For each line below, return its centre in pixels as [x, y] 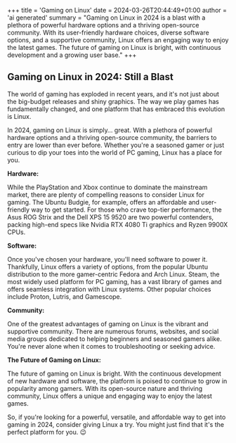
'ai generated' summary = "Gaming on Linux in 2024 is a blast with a [106, 18]
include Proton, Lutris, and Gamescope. [65, 296]
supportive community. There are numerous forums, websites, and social [113, 331]
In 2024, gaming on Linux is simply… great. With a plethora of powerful [110, 130]
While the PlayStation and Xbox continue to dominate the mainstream [107, 187]
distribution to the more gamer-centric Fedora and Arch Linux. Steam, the [113, 274]
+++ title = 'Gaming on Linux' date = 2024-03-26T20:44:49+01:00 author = [117, 10]
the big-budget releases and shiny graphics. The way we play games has [113, 101]
